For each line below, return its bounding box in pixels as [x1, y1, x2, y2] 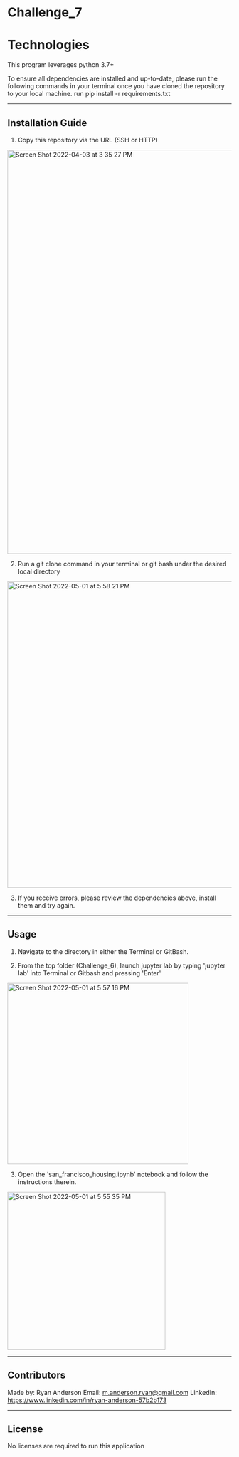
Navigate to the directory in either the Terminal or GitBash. [17, 947, 189, 955]
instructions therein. [17, 1177, 77, 1186]
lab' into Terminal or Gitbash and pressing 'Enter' [17, 968, 161, 977]
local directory [17, 567, 60, 576]
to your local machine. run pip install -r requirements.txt [7, 90, 171, 98]
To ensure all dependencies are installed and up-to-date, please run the [7, 74, 218, 83]
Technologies [7, 37, 90, 53]
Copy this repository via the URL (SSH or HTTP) [17, 135, 159, 144]
